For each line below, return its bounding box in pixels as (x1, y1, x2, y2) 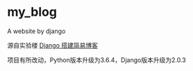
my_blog (7, 4, 58, 20)
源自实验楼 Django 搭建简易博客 (7, 41, 99, 49)
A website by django (7, 27, 66, 35)
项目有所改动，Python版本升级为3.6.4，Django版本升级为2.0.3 (7, 56, 186, 64)
